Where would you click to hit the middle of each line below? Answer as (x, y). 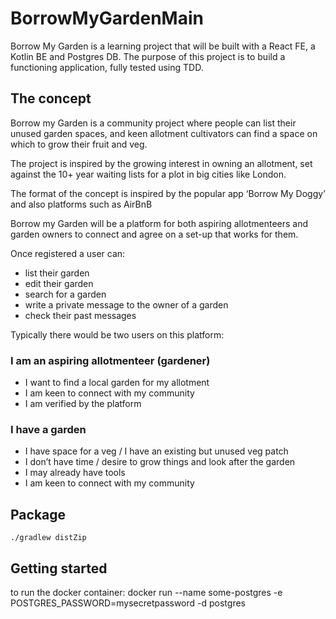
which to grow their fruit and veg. (79, 144)
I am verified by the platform (83, 404)
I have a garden (48, 429)
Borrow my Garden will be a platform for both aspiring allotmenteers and (159, 223)
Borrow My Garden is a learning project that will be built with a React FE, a (163, 46)
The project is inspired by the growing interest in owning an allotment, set (161, 163)
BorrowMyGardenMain (107, 18)
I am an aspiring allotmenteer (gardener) (110, 360)
